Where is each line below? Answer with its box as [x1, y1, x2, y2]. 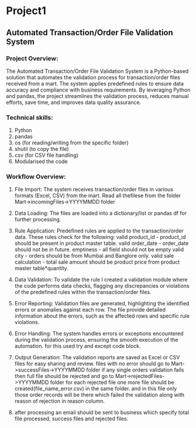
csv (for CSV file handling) [14, 151, 79, 159]
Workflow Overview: [6, 173, 66, 181]
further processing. [14, 216, 61, 223]
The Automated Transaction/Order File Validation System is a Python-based [6, 68, 189, 75]
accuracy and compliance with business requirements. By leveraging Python [6, 86, 191, 93]
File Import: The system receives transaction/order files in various [14, 186, 174, 193]
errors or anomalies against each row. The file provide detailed [14, 306, 166, 314]
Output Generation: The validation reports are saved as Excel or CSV [14, 354, 180, 361]
